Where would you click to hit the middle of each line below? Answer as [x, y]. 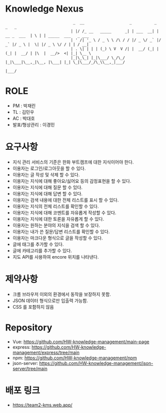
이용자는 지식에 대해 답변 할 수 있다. [47, 193]
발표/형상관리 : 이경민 [34, 125]
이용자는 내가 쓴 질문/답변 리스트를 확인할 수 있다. [61, 231]
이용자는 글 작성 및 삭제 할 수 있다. [46, 175]
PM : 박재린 [24, 106]
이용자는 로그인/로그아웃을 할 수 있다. [49, 168]
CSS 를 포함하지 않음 [33, 307]
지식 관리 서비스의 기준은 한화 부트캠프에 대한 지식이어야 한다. [73, 162]
